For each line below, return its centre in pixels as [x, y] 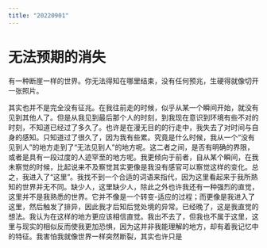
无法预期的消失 [57, 57]
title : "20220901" [39, 15]
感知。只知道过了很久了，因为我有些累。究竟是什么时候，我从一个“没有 [139, 137]
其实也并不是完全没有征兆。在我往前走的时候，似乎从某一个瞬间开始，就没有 [133, 107]
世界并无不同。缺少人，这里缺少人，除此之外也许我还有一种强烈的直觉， [140, 186]
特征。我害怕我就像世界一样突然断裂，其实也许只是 [99, 236]
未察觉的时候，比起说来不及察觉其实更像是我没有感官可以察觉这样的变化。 [130, 166]
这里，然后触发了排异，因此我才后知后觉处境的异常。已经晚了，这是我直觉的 [133, 206]
